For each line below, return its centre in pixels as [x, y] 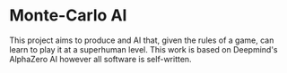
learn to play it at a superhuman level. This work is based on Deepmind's [143, 49]
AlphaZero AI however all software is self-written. [100, 59]
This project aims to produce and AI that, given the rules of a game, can [142, 40]
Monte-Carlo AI [68, 16]
